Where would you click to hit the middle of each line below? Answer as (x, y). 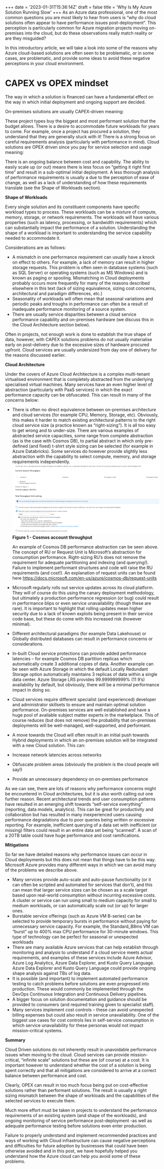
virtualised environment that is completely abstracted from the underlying (79, 379)
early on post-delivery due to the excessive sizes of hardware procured (77, 345)
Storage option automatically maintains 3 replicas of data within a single (85, 674)
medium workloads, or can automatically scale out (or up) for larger (80, 906)
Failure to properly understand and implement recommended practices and (81, 1135)
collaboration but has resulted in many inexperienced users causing (73, 815)
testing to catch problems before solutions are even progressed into (81, 984)
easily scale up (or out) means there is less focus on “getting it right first (78, 167)
